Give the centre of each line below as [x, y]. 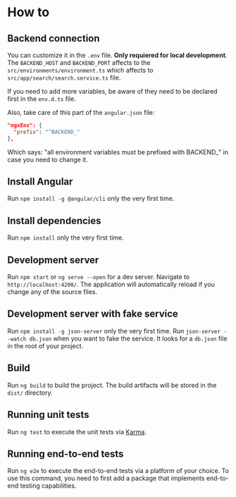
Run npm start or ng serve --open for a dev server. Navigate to [99, 277]
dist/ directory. [30, 393]
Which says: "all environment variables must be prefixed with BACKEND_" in [118, 152]
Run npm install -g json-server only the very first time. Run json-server [114, 331]
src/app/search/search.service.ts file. [64, 78]
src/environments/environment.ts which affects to [80, 70]
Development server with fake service [93, 314]
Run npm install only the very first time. [66, 238]
